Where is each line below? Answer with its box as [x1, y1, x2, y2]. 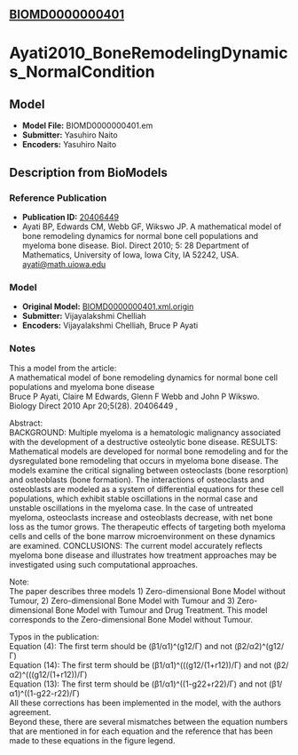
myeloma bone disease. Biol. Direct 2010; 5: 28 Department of [21, 240, 250, 251]
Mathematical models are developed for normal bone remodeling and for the [9, 446, 288, 457]
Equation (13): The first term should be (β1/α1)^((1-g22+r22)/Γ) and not [9, 679, 268, 689]
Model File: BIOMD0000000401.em [21, 120, 153, 131]
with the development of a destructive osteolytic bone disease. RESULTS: [9, 436, 278, 447]
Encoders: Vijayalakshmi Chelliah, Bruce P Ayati [21, 320, 199, 331]
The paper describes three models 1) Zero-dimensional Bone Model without [9, 585, 286, 596]
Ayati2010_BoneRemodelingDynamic [9, 43, 288, 63]
